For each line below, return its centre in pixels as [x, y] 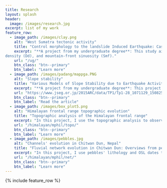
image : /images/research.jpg [40, 24]
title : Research [22, 10]
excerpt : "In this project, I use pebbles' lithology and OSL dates [86, 153]
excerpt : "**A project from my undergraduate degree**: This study [85, 51]
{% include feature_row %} [33, 181]
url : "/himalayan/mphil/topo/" [46, 125]
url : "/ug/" [26, 61]
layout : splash [21, 14]
